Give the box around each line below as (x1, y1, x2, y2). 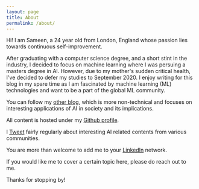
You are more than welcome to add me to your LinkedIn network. (6, 146, 168, 154)
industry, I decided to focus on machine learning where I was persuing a (6, 61, 186, 68)
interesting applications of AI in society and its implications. (6, 105, 154, 112)
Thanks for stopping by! (6, 176, 66, 184)
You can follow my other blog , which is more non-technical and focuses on (6, 98, 192, 106)
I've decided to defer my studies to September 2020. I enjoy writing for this (6, 74, 193, 82)
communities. (6, 135, 40, 142)
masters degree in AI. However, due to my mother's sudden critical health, (6, 68, 191, 75)
